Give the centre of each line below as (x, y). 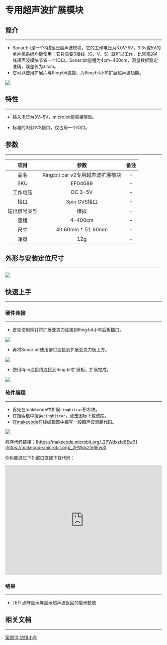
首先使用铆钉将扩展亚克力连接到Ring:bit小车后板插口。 (68, 329)
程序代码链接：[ (21, 442)
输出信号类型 (23, 211)
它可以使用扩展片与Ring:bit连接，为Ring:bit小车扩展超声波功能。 (78, 73)
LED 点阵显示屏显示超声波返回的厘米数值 (54, 602)
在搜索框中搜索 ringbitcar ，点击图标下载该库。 (61, 415)
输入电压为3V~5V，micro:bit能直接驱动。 (54, 117)
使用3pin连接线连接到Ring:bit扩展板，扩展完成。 (62, 369)
